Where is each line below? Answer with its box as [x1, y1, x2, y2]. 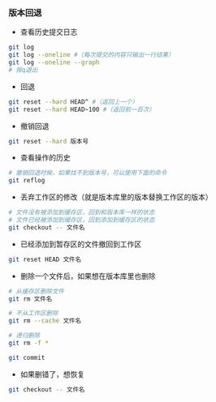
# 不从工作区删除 [8, 310, 58, 318]
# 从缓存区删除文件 [8, 287, 65, 295]
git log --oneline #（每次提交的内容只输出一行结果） [8, 51, 175, 59]
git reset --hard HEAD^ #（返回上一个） [8, 97, 139, 106]
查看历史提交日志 [19, 27, 78, 37]
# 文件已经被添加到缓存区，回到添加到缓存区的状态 [8, 216, 155, 225]
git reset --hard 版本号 [8, 137, 89, 145]
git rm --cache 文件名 [8, 317, 82, 325]
